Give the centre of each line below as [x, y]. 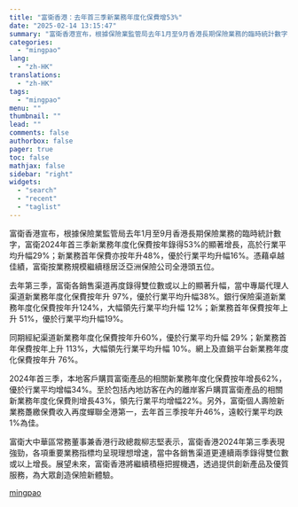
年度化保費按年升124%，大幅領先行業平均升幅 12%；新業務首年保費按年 [149, 308]
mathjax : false [37, 166]
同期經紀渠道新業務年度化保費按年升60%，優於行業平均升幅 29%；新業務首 [148, 337]
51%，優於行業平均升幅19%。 [74, 318]
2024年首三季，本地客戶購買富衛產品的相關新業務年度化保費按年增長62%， [148, 378]
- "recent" [37, 199]
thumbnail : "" [35, 116]
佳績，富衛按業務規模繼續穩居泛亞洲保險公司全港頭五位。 [114, 266]
